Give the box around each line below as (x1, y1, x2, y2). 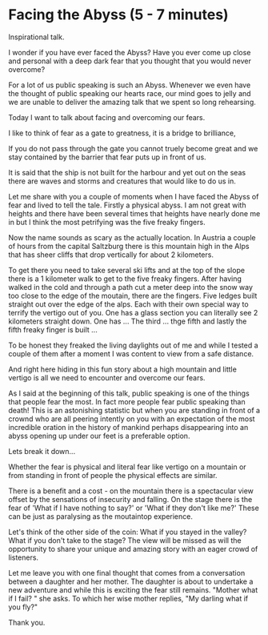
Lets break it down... (8, 446, 76, 456)
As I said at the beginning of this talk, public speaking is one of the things (8, 388, 250, 398)
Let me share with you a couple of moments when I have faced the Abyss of (8, 191, 259, 201)
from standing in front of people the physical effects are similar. (8, 470, 218, 480)
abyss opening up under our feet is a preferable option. (8, 431, 190, 440)
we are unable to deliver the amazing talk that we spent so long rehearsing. (8, 97, 256, 107)
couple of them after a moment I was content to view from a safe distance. (8, 348, 254, 358)
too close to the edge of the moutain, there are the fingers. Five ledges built (8, 291, 258, 300)
